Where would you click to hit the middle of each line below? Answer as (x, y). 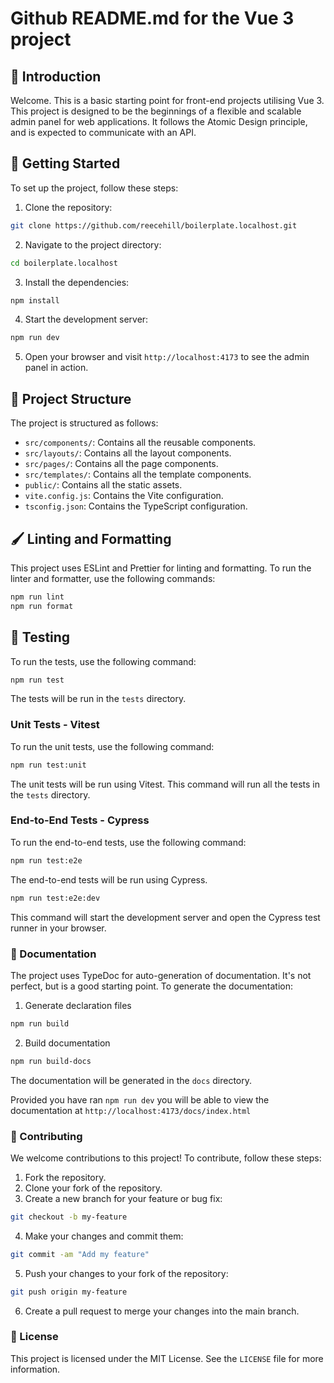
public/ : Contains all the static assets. (103, 485)
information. (35, 1369)
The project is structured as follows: (84, 423)
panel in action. (56, 368)
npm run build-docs (51, 1061)
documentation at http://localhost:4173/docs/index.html (131, 1110)
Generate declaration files (78, 1005)
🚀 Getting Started (65, 163)
